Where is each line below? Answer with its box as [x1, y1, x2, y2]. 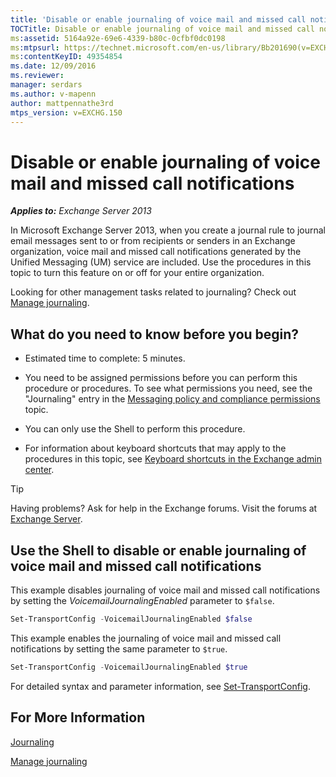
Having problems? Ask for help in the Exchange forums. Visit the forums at [10, 502, 318, 515]
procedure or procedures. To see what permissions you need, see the [24, 382, 313, 395]
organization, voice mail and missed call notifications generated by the [10, 246, 302, 258]
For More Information [10, 709, 146, 726]
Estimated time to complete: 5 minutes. [24, 352, 186, 365]
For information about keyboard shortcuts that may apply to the [24, 442, 287, 455]
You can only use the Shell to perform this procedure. [24, 423, 246, 435]
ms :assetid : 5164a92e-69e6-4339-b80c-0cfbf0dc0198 [10, 33, 226, 43]
